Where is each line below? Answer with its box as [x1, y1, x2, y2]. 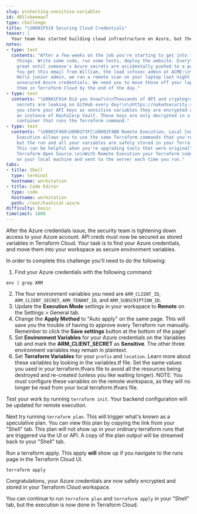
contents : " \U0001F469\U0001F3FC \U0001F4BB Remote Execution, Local [11, 129, 182, 135]
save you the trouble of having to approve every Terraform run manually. [14, 322, 191, 328]
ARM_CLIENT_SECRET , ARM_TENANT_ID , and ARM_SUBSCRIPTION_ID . [14, 296, 162, 303]
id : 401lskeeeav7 [6, 14, 49, 20]
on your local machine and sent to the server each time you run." [16, 156, 185, 162]
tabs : [6, 162, 19, 168]
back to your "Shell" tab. [6, 438, 66, 445]
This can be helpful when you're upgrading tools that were [16, 145, 167, 151]
